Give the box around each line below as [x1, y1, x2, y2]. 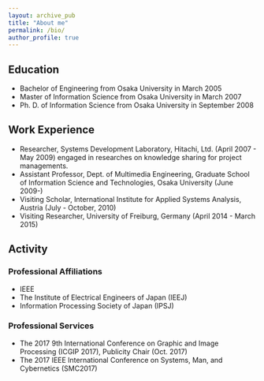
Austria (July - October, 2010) [19, 203, 117, 212]
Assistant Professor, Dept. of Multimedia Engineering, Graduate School [19, 169, 250, 178]
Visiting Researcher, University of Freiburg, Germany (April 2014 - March [19, 211, 256, 221]
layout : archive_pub [8, 11, 76, 20]
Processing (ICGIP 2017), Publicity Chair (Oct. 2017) [19, 346, 188, 356]
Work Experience [8, 123, 95, 136]
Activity [8, 242, 49, 256]
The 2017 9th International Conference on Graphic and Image [19, 338, 219, 348]
